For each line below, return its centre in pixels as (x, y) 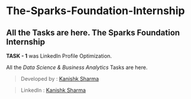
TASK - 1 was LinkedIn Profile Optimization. (59, 56)
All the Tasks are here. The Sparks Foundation (93, 33)
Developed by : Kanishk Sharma (60, 79)
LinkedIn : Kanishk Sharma (53, 90)
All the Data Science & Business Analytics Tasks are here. (77, 67)
